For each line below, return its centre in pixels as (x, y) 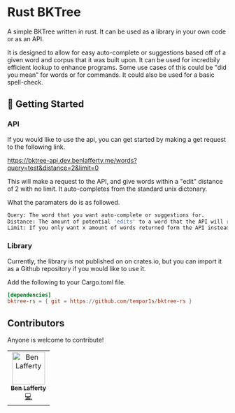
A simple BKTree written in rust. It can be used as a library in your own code (117, 31)
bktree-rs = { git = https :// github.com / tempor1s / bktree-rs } (100, 301)
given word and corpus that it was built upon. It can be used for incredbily (114, 59)
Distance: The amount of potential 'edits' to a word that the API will (115, 222)
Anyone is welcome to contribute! (56, 340)
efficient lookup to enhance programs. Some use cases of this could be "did (117, 67)
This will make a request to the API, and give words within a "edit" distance (115, 181)
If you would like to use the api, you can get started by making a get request (116, 139)
